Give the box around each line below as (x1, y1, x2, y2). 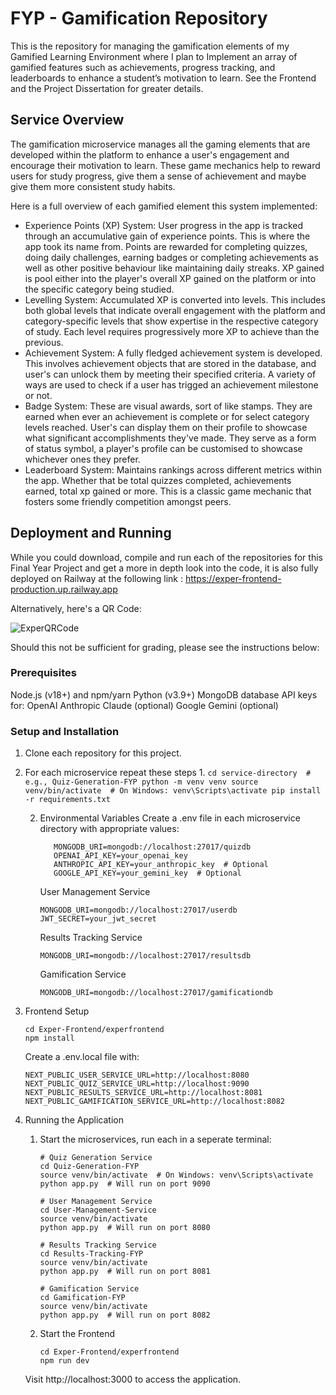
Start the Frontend (39, 1328, 116, 1340)
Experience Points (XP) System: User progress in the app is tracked (24, 219, 304, 231)
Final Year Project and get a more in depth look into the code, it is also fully (10, 562, 319, 574)
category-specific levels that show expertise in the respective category (24, 315, 319, 327)
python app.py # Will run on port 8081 (39, 1267, 211, 1277)
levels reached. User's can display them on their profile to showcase (24, 421, 308, 433)
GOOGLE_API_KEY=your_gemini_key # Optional (53, 868, 242, 879)
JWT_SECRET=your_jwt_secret (39, 914, 157, 924)
